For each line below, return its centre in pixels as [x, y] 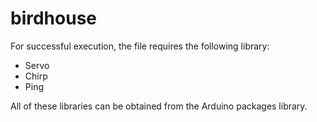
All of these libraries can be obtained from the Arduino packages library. [159, 106]
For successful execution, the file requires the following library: [140, 46]
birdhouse [54, 18]
